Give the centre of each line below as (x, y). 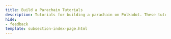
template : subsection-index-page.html (46, 29)
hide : (11, 19)
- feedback (17, 24)
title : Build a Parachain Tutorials (44, 10)
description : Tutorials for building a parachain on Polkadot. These (81, 15)
